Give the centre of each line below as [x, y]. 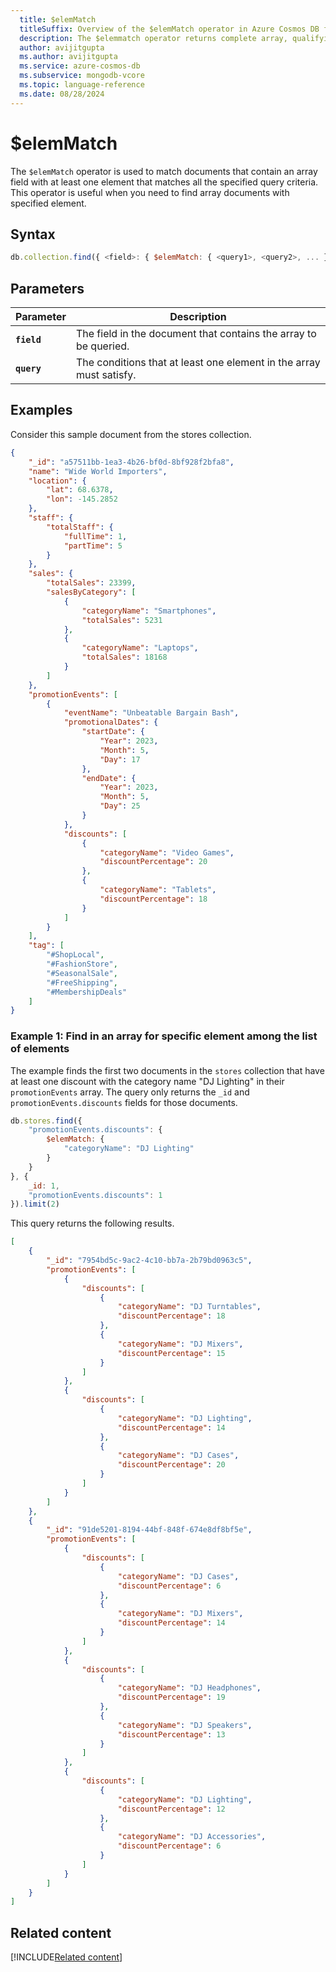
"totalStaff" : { [80, 527]
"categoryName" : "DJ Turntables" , [189, 1307]
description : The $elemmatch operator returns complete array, [153, 38]
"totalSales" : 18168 [124, 657]
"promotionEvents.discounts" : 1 [95, 1195]
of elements [40, 1049]
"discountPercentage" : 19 [171, 1697]
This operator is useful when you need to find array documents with [150, 192]
